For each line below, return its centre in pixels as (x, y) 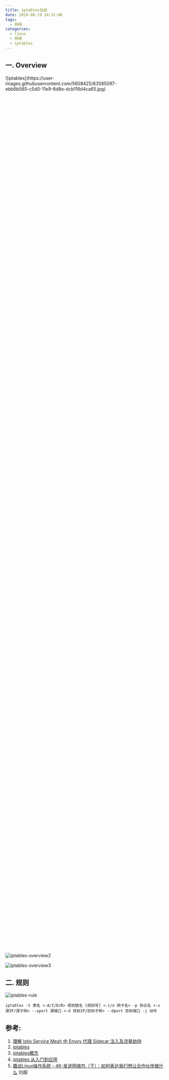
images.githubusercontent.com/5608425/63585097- (61, 83)
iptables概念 (25, 1053)
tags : (11, 19)
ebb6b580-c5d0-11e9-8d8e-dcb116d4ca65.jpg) (55, 89)
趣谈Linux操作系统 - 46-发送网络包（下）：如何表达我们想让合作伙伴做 (86, 1066)
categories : (18, 29)
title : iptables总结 (26, 10)
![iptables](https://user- (30, 78)
